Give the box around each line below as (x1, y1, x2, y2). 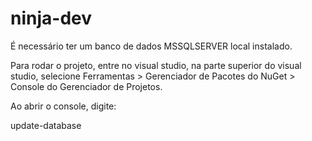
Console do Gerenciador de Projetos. (10, 80, 163, 92)
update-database (10, 119, 82, 131)
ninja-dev (10, 7, 93, 30)
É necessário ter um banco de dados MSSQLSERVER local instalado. (10, 40, 293, 52)
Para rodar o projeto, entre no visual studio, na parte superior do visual (10, 59, 302, 71)
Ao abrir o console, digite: (10, 100, 117, 112)
